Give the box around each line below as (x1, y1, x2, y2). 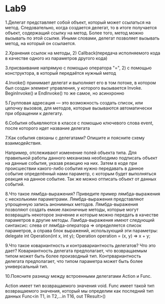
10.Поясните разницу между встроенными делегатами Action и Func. (5, 273, 152, 279)
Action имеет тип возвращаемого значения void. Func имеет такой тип (5, 283, 155, 289)
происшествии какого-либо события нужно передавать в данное (5, 165, 144, 171)
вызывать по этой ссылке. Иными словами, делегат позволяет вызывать (5, 35, 160, 41)
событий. (5, 181, 25, 187)
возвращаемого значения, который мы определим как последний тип (5, 288, 154, 294)
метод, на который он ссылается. (5, 40, 76, 46)
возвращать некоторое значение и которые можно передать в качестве (5, 211, 159, 218)
